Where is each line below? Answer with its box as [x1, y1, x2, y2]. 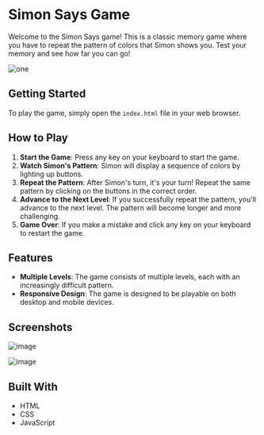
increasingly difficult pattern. [19, 280, 114, 291]
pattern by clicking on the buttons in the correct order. [19, 186, 197, 195]
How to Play [8, 131, 69, 144]
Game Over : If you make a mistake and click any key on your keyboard [19, 220, 251, 229]
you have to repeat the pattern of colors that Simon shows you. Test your [8, 40, 247, 49]
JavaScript [19, 418, 55, 427]
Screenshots [8, 320, 73, 334]
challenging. [19, 211, 61, 221]
